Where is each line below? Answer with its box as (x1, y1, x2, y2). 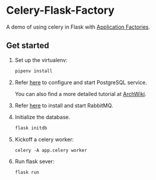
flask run (14, 169, 40, 175)
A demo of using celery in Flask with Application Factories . (6, 23, 151, 30)
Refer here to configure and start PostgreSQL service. (14, 79, 147, 86)
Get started (6, 41, 49, 51)
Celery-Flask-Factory (6, 4, 115, 17)
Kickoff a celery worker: (14, 135, 74, 143)
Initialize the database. (14, 113, 70, 120)
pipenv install (14, 68, 53, 74)
